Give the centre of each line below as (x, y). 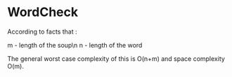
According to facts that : (42, 31)
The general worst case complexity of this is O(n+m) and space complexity (116, 58)
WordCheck (43, 12)
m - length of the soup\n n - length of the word (75, 45)
